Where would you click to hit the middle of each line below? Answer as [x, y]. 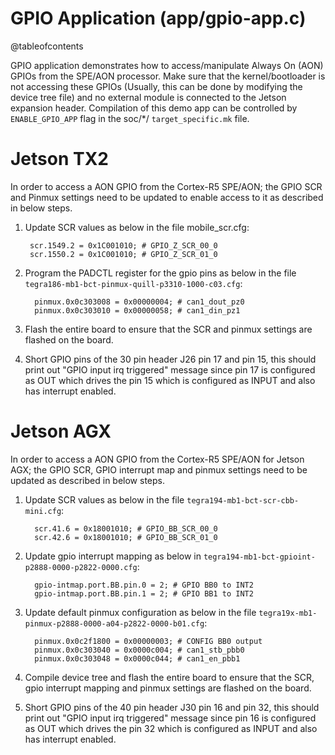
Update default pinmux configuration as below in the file [140, 612]
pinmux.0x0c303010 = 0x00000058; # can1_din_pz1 [137, 310]
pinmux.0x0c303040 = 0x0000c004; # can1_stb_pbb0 [139, 650]
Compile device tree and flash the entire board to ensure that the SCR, [169, 677]
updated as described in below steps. [88, 480]
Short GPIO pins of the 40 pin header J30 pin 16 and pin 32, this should [172, 707]
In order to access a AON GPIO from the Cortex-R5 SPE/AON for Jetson [157, 459]
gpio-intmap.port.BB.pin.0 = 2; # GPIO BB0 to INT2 [144, 585]
